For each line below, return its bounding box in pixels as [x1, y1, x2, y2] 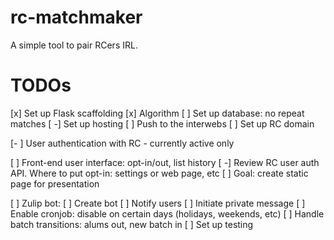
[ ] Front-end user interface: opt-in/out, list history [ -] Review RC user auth [10, 156, 320, 168]
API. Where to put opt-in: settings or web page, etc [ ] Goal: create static [10, 167, 309, 179]
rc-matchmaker [10, 6, 143, 29]
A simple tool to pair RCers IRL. [10, 39, 138, 51]
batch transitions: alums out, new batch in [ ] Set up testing [10, 218, 254, 230]
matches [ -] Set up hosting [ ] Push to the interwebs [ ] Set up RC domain [10, 117, 315, 130]
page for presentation [10, 177, 100, 190]
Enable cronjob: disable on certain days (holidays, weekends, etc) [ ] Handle [10, 207, 325, 220]
